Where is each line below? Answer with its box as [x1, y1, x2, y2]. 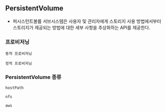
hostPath [5, 86, 24, 91]
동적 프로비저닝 [5, 51, 32, 56]
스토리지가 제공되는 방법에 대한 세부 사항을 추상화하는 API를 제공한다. [12, 24, 151, 30]
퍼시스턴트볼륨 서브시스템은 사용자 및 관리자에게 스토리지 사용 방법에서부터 [12, 18, 161, 24]
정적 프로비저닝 [5, 61, 32, 66]
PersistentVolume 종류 [5, 73, 62, 81]
